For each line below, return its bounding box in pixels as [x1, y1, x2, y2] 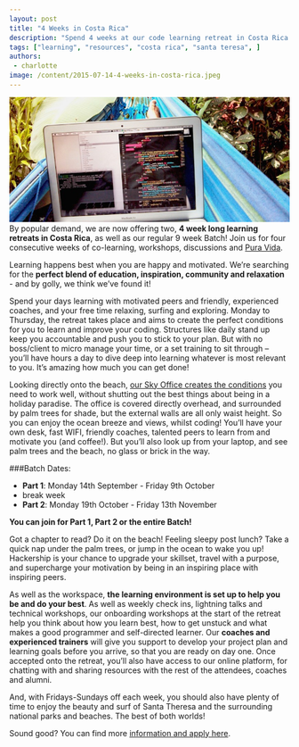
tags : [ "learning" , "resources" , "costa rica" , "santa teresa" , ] [9, 43, 261, 52]
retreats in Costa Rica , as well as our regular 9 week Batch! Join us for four [9, 232, 287, 243]
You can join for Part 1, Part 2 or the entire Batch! [9, 516, 192, 527]
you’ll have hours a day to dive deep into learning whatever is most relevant [9, 353, 287, 363]
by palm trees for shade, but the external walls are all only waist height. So [9, 407, 282, 419]
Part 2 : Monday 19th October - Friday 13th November [21, 499, 218, 510]
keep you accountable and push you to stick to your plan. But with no [9, 333, 263, 344]
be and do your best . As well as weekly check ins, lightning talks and [9, 598, 263, 609]
